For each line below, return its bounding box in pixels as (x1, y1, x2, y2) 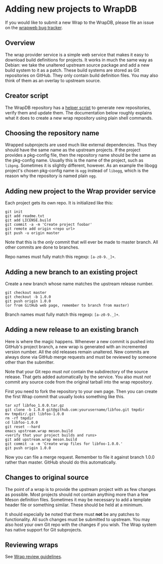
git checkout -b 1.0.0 (5, 294, 51, 299)
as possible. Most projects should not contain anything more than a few (5, 491, 148, 497)
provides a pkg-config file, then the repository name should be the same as (5, 152, 157, 158)
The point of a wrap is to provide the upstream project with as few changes (5, 486, 156, 492)
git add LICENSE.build (5, 218, 51, 223)
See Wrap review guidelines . (5, 554, 62, 560)
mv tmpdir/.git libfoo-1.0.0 (5, 411, 64, 417)
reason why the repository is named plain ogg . (5, 173, 97, 179)
